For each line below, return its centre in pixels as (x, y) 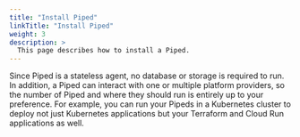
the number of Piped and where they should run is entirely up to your (137, 95)
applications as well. (47, 123)
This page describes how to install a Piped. (104, 51)
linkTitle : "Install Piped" (62, 26)
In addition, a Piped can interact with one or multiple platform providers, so (147, 85)
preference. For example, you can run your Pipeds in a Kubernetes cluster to (150, 104)
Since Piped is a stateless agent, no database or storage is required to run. (147, 76)
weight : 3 (28, 34)
